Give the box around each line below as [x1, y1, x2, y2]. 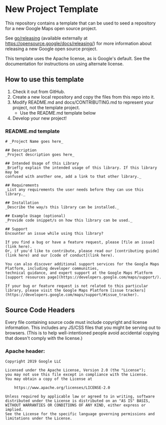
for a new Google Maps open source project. [5, 25, 97, 31]
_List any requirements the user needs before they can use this [5, 187, 144, 192]
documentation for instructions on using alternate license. [5, 61, 124, 67]
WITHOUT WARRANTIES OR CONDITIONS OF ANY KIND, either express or [5, 403, 146, 408]
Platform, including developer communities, [5, 266, 99, 271]
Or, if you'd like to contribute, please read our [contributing [5, 249, 144, 254]
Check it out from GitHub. [12, 89, 65, 95]
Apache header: [5, 347, 45, 354]
